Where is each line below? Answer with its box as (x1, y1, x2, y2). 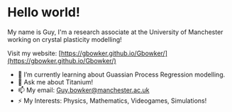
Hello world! (7, 4, 80, 21)
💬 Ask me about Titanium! (17, 77, 94, 86)
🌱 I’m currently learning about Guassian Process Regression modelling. (17, 70, 226, 79)
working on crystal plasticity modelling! (7, 35, 122, 43)
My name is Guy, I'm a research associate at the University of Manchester (7, 28, 223, 36)
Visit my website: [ (7, 49, 62, 57)
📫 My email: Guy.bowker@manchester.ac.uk (17, 86, 150, 94)
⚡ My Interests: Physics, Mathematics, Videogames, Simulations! (17, 96, 207, 105)
